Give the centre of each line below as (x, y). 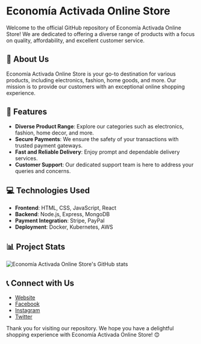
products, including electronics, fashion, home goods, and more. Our (91, 80)
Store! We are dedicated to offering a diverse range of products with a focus (100, 34)
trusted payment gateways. (49, 145)
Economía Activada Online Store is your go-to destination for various (91, 74)
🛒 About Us (28, 59)
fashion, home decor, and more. (54, 133)
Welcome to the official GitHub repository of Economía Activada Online (94, 28)
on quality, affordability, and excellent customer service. (76, 40)
